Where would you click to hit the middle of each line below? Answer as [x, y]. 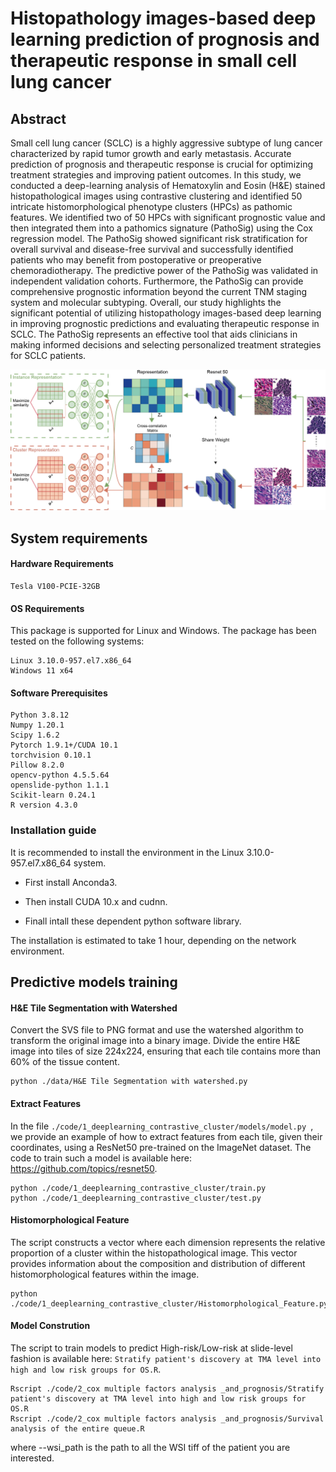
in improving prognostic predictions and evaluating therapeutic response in [165, 323]
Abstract [38, 118]
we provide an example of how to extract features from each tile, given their [166, 1136]
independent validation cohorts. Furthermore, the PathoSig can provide [157, 281]
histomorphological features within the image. [105, 1274]
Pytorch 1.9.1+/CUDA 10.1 [64, 745]
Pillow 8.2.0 [37, 765]
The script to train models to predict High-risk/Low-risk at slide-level [151, 1348]
